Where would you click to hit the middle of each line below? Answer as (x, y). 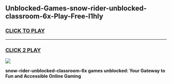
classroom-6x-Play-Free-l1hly (54, 17)
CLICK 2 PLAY (23, 50)
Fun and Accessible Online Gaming (43, 76)
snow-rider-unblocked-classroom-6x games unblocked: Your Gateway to (85, 70)
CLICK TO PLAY (25, 31)
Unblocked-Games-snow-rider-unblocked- (76, 8)
